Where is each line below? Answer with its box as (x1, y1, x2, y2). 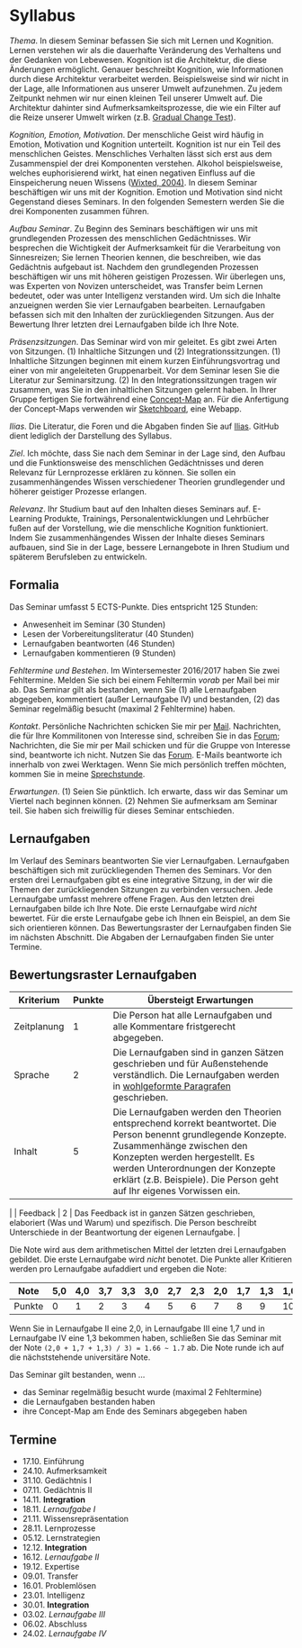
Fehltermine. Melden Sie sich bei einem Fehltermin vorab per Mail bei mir (9, 675, 280, 685)
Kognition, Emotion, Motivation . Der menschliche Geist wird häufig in (9, 129, 264, 140)
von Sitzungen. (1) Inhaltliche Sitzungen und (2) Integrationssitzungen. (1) (9, 346, 281, 357)
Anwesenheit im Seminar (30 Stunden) (22, 619, 166, 629)
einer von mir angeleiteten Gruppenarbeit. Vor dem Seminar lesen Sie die (9, 365, 280, 376)
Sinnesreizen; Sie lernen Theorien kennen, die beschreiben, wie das (9, 251, 262, 262)
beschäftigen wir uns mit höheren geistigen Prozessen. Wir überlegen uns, (9, 271, 286, 282)
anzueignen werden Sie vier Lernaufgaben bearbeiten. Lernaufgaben (9, 299, 265, 311)
